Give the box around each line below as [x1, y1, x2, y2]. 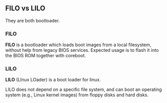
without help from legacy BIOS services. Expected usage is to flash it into [5, 47, 159, 53]
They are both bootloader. [5, 17, 60, 23]
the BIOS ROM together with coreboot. [5, 53, 86, 59]
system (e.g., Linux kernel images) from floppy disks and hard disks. [5, 92, 149, 98]
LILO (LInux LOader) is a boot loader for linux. [5, 77, 101, 83]
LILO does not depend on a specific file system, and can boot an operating [5, 86, 162, 93]
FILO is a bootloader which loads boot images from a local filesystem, [5, 42, 152, 48]
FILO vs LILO [5, 4, 46, 13]
